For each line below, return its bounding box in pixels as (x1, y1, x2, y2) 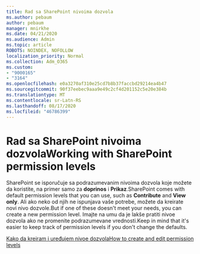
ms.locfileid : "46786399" (6, 109, 70, 114)
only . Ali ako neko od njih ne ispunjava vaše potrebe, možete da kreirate (6, 198, 184, 206)
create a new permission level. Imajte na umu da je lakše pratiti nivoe (6, 211, 176, 218)
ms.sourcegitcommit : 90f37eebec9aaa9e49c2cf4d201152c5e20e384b (6, 86, 167, 92)
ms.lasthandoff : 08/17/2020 (6, 103, 76, 109)
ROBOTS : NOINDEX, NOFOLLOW (6, 48, 73, 54)
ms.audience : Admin (6, 36, 55, 42)
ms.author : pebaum (6, 14, 52, 20)
